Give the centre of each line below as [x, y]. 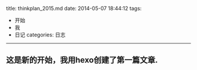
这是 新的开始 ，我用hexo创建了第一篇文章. [82, 60]
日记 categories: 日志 [40, 35]
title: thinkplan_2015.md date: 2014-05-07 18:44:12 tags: [74, 8]
